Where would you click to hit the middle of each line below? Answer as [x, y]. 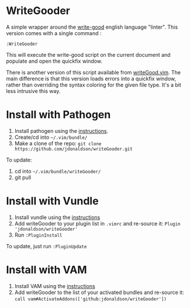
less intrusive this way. [33, 91]
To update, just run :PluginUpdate [46, 246]
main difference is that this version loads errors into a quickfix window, [91, 78]
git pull [23, 177]
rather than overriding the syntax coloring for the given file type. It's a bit [94, 85]
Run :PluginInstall [38, 235]
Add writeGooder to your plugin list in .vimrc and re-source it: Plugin [97, 223]
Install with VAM [46, 270]
